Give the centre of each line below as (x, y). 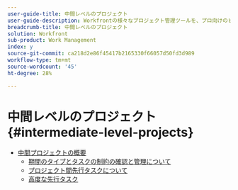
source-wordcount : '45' (42, 67)
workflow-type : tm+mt (39, 60)
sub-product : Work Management (52, 40)
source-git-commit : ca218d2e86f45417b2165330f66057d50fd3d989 (101, 54)
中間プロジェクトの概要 (52, 152)
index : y (20, 47)
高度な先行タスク (53, 179)
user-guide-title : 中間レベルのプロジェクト (68, 14)
